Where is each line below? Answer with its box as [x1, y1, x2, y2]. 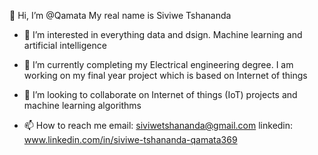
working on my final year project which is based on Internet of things [23, 70, 308, 81]
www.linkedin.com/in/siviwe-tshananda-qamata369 [23, 134, 238, 145]
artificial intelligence [23, 40, 107, 51]
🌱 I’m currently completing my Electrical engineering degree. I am [23, 59, 294, 70]
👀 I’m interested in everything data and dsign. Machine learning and [23, 29, 303, 40]
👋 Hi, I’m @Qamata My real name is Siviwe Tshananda [9, 10, 232, 21]
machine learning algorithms [23, 100, 142, 111]
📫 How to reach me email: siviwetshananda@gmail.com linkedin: [23, 120, 294, 131]
